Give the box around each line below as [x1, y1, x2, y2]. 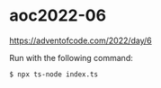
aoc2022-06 [9, 5, 106, 26]
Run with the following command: [9, 52, 133, 63]
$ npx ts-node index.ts [9, 69, 99, 79]
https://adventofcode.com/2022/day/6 [9, 35, 153, 46]
